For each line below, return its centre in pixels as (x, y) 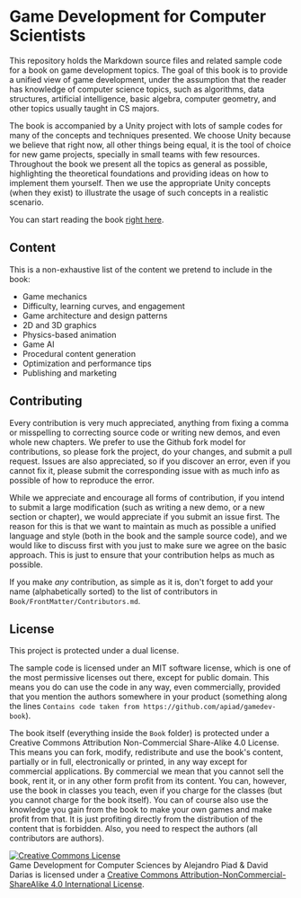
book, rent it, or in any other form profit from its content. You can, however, (148, 781)
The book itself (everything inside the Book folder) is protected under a (139, 734)
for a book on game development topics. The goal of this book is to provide (149, 70)
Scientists (48, 36)
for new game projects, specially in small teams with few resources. (135, 154)
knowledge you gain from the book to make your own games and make (141, 810)
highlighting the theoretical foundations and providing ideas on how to (139, 173)
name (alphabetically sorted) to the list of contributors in (114, 591)
